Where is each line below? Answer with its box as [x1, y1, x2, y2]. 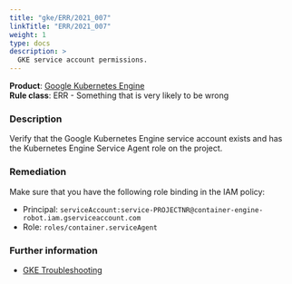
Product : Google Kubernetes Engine [9, 81, 145, 91]
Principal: [22, 203, 59, 214]
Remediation [9, 165, 66, 178]
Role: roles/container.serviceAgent [22, 221, 158, 232]
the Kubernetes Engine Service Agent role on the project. [9, 142, 223, 154]
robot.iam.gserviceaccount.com [22, 213, 141, 222]
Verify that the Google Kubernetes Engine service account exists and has [9, 133, 283, 144]
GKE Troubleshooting [22, 264, 102, 275]
